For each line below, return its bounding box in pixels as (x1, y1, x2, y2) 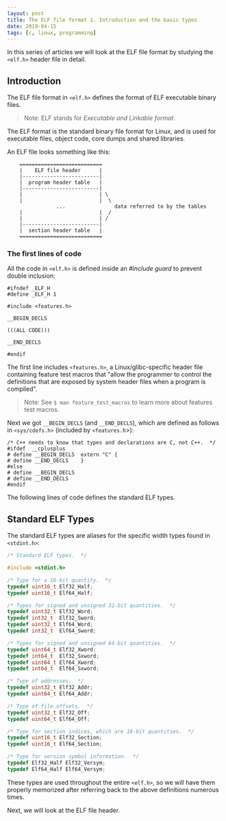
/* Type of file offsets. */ (7, 702, 94, 710)
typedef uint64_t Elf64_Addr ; (7, 691, 94, 698)
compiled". (7, 385, 38, 393)
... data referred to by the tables (55, 203, 207, 210)
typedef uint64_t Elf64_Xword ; (7, 659, 97, 666)
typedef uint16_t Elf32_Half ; (7, 583, 94, 590)
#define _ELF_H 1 (7, 291, 57, 298)
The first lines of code (7, 248, 82, 258)
